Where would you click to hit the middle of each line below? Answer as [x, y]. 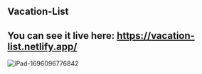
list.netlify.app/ [42, 46]
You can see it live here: [61, 36]
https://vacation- [156, 36]
